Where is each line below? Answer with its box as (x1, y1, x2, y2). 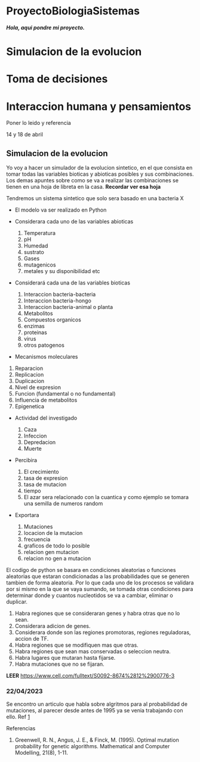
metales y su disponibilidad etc (23, 268, 100, 275)
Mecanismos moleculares (14, 353, 78, 360)
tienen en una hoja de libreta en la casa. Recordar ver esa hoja (6, 183, 161, 191)
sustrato (23, 249, 45, 256)
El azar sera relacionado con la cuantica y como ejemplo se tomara (23, 494, 189, 501)
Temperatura (23, 229, 56, 237)
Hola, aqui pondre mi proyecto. (6, 24, 85, 31)
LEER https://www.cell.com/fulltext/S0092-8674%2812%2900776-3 (6, 672, 175, 680)
